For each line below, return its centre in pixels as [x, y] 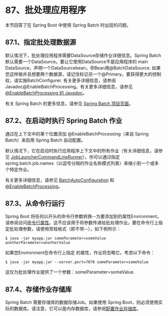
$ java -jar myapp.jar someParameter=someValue [56, 238]
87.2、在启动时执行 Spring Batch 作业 [64, 121]
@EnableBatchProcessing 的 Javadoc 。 [46, 92]
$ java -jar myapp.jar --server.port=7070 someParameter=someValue [77, 262]
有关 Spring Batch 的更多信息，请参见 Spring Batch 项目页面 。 [69, 103]
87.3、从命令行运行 [35, 203]
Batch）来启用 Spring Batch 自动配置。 [45, 140]
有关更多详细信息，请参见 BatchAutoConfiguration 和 [60, 180]
